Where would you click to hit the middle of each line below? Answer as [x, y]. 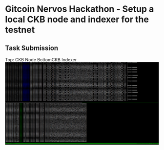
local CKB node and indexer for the [77, 19]
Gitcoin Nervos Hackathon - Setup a [80, 9]
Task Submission [32, 48]
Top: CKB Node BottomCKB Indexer [41, 60]
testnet [20, 30]
